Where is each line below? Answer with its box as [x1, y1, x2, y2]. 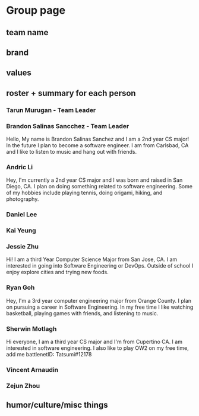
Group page [6, 4, 66, 17]
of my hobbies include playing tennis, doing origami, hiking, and [6, 189, 163, 197]
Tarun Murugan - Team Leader [6, 105, 96, 114]
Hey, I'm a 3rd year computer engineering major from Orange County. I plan [6, 297, 192, 304]
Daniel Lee [6, 210, 37, 219]
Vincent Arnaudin [6, 365, 59, 374]
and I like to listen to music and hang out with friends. [6, 148, 137, 155]
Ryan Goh [6, 284, 35, 292]
